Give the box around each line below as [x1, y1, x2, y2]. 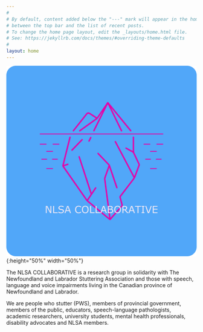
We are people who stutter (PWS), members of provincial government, [6, 299, 181, 307]
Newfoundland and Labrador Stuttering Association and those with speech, [6, 275, 194, 282]
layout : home [6, 48, 39, 54]
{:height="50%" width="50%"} [6, 257, 84, 264]
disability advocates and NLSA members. [6, 319, 109, 326]
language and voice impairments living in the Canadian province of [6, 281, 173, 288]
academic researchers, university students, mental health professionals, [6, 312, 186, 320]
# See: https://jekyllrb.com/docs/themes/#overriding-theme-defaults [6, 35, 185, 42]
